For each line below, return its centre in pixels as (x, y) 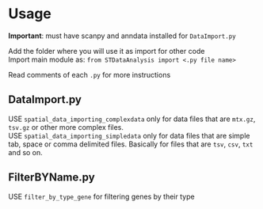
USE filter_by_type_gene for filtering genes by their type (102, 196)
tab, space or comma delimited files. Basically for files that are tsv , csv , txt (131, 144)
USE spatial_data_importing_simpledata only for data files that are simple (129, 135)
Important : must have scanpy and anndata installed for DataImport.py (122, 36)
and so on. (26, 152)
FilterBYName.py (51, 178)
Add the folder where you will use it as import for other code (107, 51)
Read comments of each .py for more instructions (90, 74)
